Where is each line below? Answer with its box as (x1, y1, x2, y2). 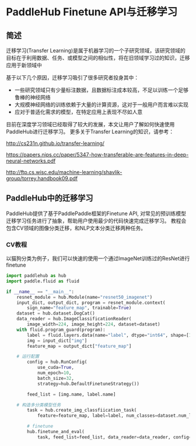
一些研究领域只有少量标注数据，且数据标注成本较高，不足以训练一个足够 (14, 87, 188, 94)
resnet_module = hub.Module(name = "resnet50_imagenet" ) (16, 294, 153, 300)
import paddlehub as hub (6, 273, 66, 279)
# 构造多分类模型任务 (16, 402, 61, 408)
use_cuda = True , (37, 365, 75, 371)
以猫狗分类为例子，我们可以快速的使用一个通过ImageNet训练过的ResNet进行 (6, 255, 190, 262)
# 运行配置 (16, 354, 40, 359)
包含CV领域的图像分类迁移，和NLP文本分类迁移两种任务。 (6, 224, 146, 231)
